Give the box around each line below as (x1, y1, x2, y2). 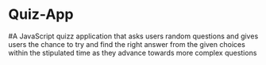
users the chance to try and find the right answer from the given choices (8, 39, 246, 49)
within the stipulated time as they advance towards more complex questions (8, 48, 257, 57)
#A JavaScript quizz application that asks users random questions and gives (8, 31, 259, 41)
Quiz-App (8, 5, 74, 23)
